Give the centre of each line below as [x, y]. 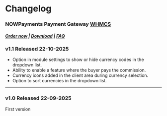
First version [18, 109]
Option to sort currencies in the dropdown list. [59, 81]
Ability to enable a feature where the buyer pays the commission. [79, 70]
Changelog [28, 9]
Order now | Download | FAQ [35, 36]
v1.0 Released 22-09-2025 [39, 98]
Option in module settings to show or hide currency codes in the [78, 59]
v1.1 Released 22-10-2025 [37, 49]
